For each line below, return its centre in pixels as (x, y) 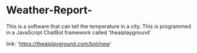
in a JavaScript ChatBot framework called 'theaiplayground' (79, 32)
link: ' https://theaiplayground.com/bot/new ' (59, 44)
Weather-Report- (49, 10)
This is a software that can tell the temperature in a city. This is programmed (99, 26)
